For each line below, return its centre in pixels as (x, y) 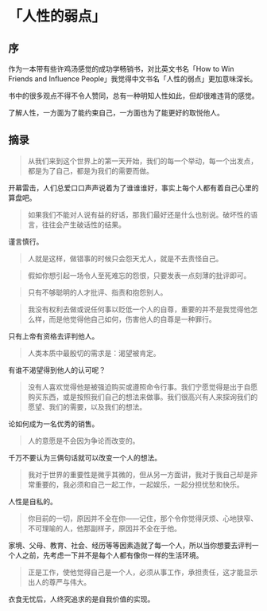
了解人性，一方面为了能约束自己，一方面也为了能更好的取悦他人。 (116, 113)
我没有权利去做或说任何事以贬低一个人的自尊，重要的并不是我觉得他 (139, 309)
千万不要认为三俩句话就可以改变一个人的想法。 (85, 457)
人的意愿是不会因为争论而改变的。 (83, 441)
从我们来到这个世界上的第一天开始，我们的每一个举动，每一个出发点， (143, 161)
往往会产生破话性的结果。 (83, 225)
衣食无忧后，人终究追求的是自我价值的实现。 (81, 599)
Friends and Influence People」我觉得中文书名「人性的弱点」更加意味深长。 (133, 79)
